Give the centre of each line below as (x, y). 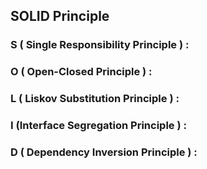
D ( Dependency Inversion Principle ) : (104, 152)
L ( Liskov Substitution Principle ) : (95, 99)
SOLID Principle (60, 16)
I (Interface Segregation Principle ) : (98, 126)
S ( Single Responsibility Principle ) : (100, 45)
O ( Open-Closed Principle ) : (81, 72)
